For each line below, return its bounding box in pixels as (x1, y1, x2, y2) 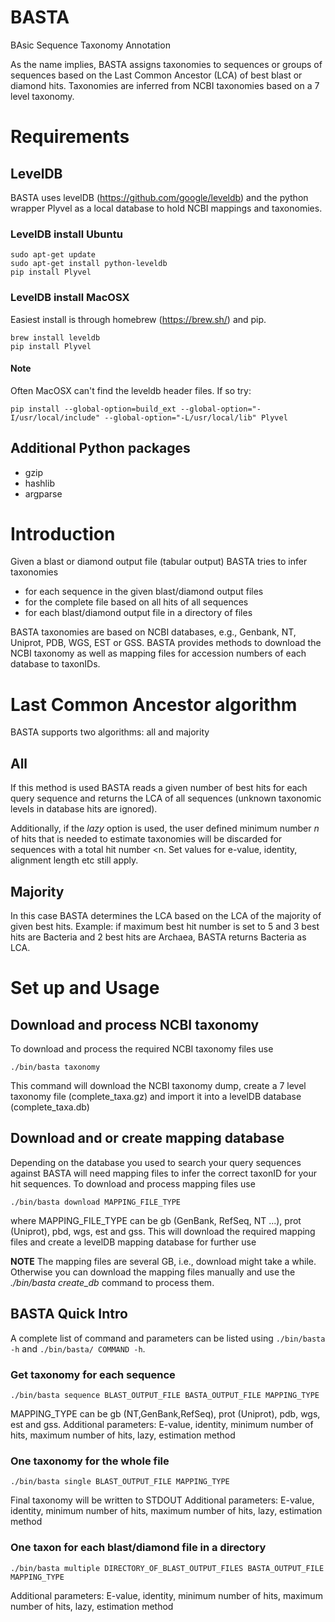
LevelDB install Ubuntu (10, 227, 123, 241)
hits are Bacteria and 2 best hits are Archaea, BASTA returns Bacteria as (10, 931, 307, 943)
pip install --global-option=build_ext (10, 404, 177, 414)
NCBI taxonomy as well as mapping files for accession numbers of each (10, 647, 307, 660)
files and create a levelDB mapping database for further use (10, 1236, 257, 1248)
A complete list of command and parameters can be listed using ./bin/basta (10, 1332, 326, 1344)
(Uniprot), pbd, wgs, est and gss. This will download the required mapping (10, 1225, 316, 1237)
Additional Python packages (10, 440, 191, 457)
